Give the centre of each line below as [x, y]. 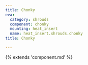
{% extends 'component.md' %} [39, 57]
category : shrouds [30, 19]
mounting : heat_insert [34, 29]
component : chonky [30, 24]
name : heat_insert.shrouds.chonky [46, 34]
